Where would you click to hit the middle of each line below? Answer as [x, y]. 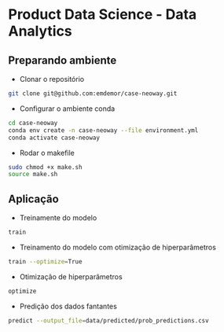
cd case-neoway [33, 123]
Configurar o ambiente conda [67, 109]
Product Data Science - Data [103, 15]
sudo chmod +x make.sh [45, 167]
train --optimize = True [45, 261]
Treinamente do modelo [58, 218]
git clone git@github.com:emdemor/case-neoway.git [93, 94]
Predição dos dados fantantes [68, 306]
